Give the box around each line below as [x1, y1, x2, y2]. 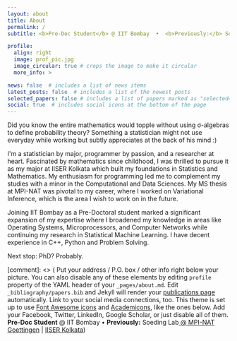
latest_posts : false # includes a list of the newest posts [7, 88, 191, 95]
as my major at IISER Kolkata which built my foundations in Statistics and [7, 164, 219, 173]
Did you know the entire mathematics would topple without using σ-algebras [7, 121, 229, 129]
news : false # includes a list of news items [7, 82, 147, 89]
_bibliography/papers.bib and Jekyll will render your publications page [7, 288, 215, 297]
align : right [13, 49, 52, 56]
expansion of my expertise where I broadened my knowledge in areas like [7, 216, 222, 225]
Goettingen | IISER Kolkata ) [7, 325, 86, 334]
